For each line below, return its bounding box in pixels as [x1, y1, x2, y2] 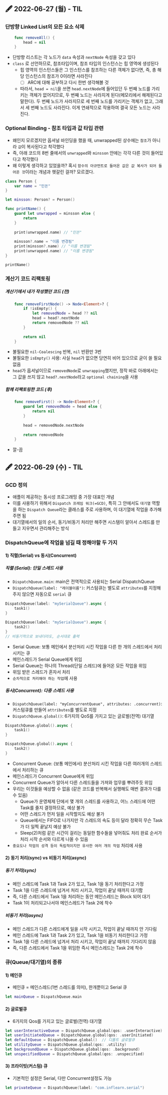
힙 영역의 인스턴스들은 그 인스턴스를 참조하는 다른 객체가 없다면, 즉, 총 [20, 67, 156, 73]
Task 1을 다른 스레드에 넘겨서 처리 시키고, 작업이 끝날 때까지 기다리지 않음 [12, 939, 156, 945]
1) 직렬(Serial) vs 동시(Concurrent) [5, 552, 77, 558]
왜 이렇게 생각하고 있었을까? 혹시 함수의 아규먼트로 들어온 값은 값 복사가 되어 [12, 162, 156, 168]
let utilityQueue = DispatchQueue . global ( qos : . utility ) [5, 1042, 127, 1047]
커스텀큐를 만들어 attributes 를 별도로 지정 [12, 706, 97, 713]
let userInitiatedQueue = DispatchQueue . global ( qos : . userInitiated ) [5, 1033, 154, 1038]
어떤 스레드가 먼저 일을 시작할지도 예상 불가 [20, 811, 104, 817]
